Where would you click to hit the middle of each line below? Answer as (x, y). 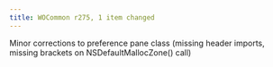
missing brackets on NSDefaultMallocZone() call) (100, 52)
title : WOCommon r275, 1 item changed (82, 17)
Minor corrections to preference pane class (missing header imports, (137, 43)
